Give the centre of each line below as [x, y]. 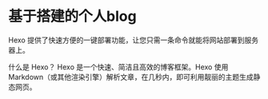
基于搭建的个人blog [73, 16]
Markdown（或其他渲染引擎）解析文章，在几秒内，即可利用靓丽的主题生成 [131, 77]
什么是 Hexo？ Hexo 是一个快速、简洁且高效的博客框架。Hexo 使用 [118, 67]
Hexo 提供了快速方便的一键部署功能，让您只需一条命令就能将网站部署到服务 [133, 40]
